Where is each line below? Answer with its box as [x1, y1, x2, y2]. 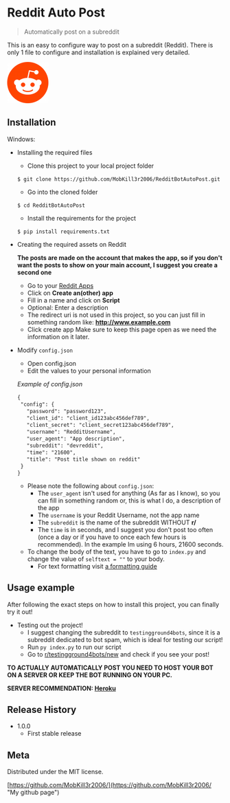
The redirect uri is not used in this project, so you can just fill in [27, 311, 206, 319]
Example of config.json [16, 379, 83, 388]
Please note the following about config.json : [27, 481, 154, 489]
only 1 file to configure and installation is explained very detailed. [7, 48, 190, 56]
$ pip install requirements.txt [16, 228, 110, 235]
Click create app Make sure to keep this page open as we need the [27, 325, 217, 333]
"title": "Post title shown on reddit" [26, 456, 141, 463]
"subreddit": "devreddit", [26, 442, 104, 449]
